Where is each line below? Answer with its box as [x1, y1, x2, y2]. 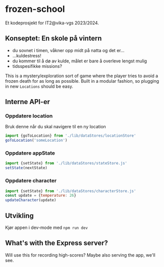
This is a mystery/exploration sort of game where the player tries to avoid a [5, 73, 159, 79]
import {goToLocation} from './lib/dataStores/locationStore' [5, 133, 136, 138]
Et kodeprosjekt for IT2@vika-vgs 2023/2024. [5, 20, 99, 26]
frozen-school [5, 3, 65, 15]
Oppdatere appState [5, 150, 55, 157]
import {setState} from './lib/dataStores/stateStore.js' [5, 161, 127, 166]
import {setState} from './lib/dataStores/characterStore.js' [5, 188, 136, 194]
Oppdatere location [5, 112, 53, 119]
